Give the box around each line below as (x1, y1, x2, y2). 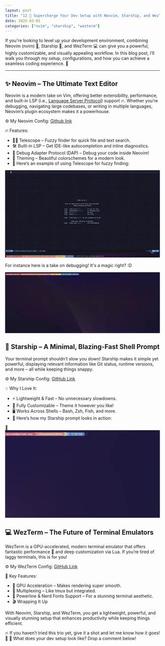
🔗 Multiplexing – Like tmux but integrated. (12, 588, 97, 593)
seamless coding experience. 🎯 (5, 60, 69, 66)
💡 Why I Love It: (5, 385, 37, 391)
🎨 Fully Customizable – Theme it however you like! (12, 402, 114, 408)
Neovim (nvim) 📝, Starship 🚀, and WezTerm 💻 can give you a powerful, (5, 43, 149, 49)
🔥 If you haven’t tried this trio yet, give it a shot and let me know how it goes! (5, 630, 160, 636)
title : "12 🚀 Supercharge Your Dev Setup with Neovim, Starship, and (5, 13, 151, 18)
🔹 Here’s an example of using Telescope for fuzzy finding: (12, 160, 130, 167)
